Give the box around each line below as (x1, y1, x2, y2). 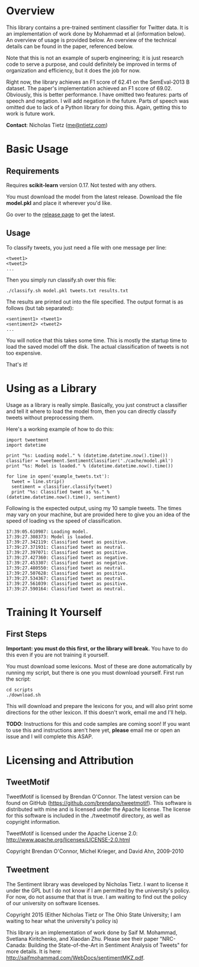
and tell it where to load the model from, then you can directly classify (6, 407, 176, 415)
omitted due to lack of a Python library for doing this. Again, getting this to (6, 103, 187, 110)
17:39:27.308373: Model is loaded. (6, 533, 94, 540)
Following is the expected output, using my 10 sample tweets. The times (6, 504, 182, 511)
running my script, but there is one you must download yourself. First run (6, 669, 184, 676)
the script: (6, 675, 31, 682)
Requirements (6, 166, 59, 176)
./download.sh (6, 692, 41, 698)
